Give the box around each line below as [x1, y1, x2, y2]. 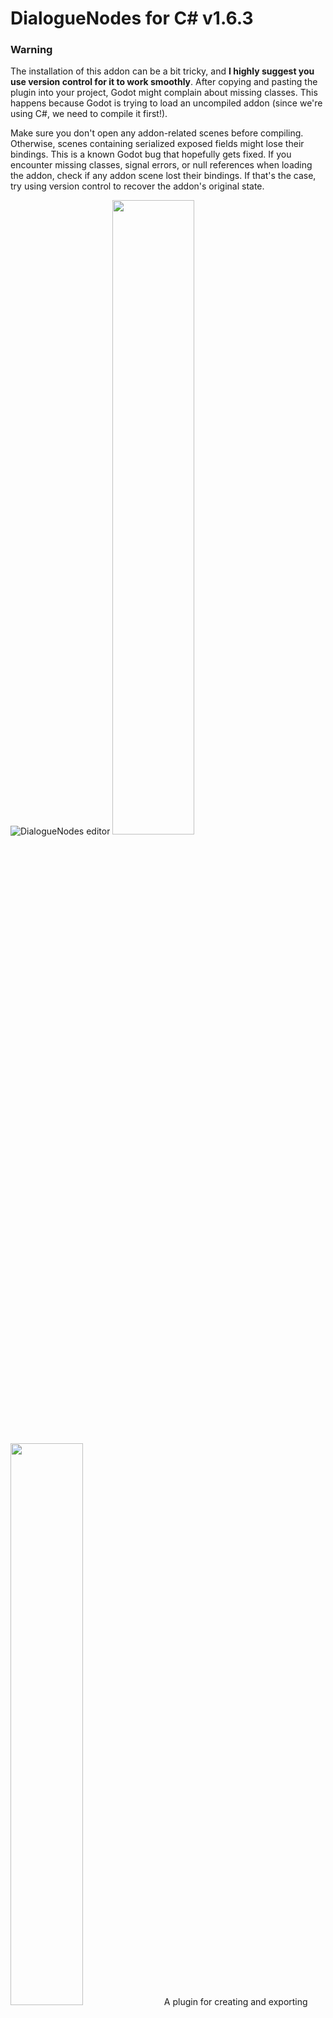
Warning [10, 43, 53, 57]
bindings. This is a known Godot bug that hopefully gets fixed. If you [10, 148, 292, 161]
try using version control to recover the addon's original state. [10, 180, 265, 192]
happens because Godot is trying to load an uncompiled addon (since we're [10, 97, 323, 109]
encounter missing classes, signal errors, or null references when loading [10, 159, 313, 171]
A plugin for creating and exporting [163, 1996, 308, 2008]
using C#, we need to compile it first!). [10, 108, 168, 120]
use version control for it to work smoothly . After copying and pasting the [10, 76, 318, 88]
